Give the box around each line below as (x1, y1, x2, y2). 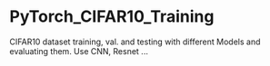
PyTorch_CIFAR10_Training (9, 6, 215, 27)
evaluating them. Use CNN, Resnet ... (9, 45, 148, 56)
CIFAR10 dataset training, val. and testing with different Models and (9, 36, 261, 47)
